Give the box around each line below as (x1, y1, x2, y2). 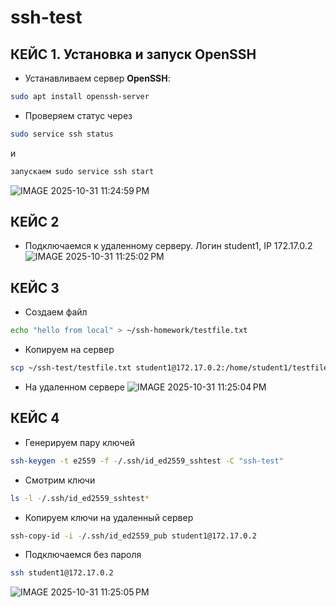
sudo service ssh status (10, 129, 114, 139)
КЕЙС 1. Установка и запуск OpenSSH (10, 46, 257, 63)
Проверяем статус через (24, 109, 133, 121)
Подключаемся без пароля (24, 549, 142, 561)
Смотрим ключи (24, 474, 96, 486)
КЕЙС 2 (10, 214, 60, 231)
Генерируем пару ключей (24, 436, 136, 448)
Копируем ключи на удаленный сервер (24, 511, 194, 523)
